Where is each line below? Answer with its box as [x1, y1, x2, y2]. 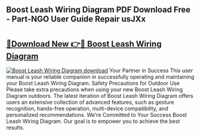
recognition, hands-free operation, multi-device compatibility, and [6, 105, 168, 112]
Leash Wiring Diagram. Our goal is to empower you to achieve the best [6, 118, 180, 125]
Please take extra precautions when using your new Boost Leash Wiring [6, 86, 183, 93]
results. [6, 124, 25, 131]
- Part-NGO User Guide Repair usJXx [6, 14, 146, 24]
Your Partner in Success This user [109, 67, 193, 74]
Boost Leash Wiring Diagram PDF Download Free [6, 5, 191, 15]
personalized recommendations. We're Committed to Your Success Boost [6, 112, 187, 118]
